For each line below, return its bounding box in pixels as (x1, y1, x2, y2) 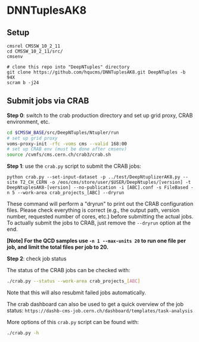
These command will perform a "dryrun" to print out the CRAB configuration (7, 201, 194, 208)
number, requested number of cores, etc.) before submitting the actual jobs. (7, 213, 194, 220)
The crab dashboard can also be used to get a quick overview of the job (7, 301, 184, 308)
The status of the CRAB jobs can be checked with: (7, 267, 130, 274)
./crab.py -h (7, 330, 39, 336)
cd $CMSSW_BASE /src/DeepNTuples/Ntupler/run (7, 130, 119, 135)
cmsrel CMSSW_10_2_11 (7, 43, 61, 49)
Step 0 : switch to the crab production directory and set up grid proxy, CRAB (7, 112, 193, 119)
